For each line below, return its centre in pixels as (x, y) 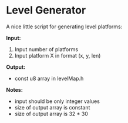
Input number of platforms (46, 49)
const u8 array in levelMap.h (49, 78)
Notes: (15, 89)
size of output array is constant (52, 107)
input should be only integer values (57, 101)
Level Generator (46, 10)
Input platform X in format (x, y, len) (58, 55)
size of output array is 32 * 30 (51, 114)
